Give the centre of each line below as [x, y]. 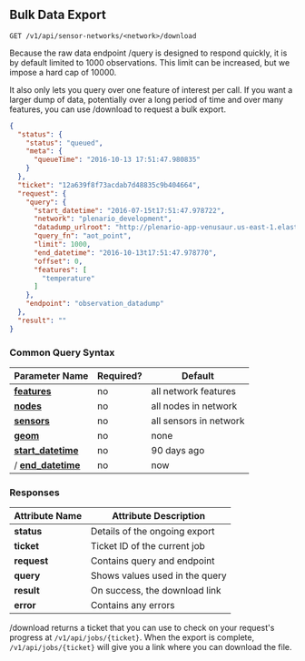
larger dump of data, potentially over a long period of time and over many [147, 99]
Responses [35, 493]
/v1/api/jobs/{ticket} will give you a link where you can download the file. [151, 647]
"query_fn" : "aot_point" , [82, 236]
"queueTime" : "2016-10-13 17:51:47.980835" [117, 160]
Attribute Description [159, 516]
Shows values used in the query [158, 575]
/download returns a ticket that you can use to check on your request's [142, 628]
